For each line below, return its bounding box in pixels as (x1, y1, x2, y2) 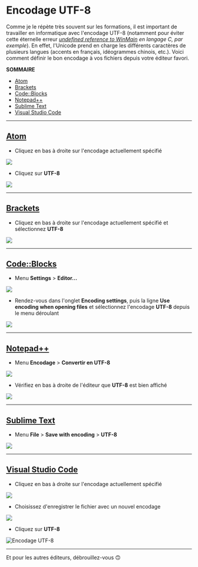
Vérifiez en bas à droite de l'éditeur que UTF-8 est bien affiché (14, 382, 167, 389)
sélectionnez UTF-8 (14, 225, 64, 232)
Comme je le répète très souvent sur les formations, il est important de (6, 23, 177, 30)
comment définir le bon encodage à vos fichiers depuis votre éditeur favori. (6, 54, 190, 61)
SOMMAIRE (6, 66, 35, 73)
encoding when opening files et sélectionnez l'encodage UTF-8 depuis (14, 304, 190, 311)
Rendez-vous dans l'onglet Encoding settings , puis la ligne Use (14, 297, 170, 304)
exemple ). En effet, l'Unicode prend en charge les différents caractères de (6, 42, 186, 49)
